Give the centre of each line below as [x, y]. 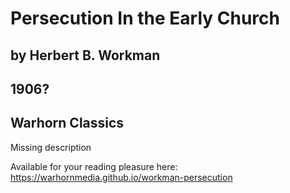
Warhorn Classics [67, 123]
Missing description [51, 147]
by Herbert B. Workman [85, 55]
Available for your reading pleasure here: [94, 166]
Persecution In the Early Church [145, 18]
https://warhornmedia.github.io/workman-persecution [121, 177]
